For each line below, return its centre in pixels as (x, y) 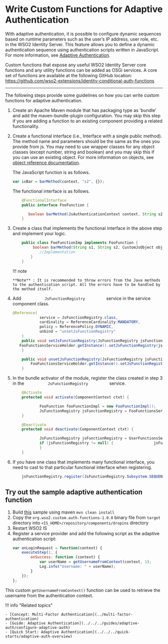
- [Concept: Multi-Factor (32, 614)
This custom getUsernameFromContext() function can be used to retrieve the (83, 590)
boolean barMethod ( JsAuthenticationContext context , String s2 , (96, 214)
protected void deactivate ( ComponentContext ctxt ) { (78, 429)
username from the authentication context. (49, 595)
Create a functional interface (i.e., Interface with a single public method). (87, 136)
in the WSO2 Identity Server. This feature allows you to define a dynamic (80, 44)
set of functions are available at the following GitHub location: (69, 75)
